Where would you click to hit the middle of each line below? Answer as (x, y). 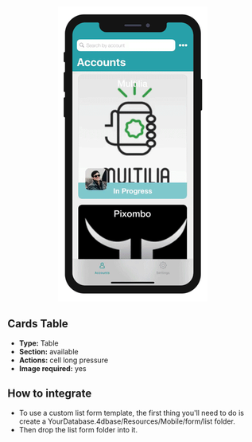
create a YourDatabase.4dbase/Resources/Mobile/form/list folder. (127, 421)
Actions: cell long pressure (64, 360)
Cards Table (38, 324)
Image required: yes (52, 368)
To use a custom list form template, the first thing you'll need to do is (131, 413)
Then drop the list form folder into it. (78, 429)
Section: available (48, 351)
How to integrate (50, 394)
